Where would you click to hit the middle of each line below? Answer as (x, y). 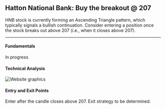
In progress (17, 57)
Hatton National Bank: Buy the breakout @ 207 (78, 8)
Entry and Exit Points (27, 90)
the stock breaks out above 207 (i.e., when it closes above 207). (70, 30)
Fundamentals (20, 46)
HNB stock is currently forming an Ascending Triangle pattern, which (75, 20)
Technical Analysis (25, 68)
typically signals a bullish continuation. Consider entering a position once (80, 25)
